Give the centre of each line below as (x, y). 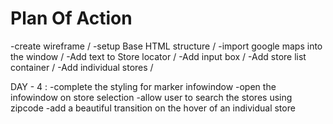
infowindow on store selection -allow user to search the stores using (151, 97)
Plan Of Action (71, 18)
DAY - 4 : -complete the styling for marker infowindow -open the (143, 86)
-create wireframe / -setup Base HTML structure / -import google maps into (166, 46)
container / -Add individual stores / (82, 67)
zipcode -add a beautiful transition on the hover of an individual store (153, 108)
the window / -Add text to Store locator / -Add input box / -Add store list (158, 56)
